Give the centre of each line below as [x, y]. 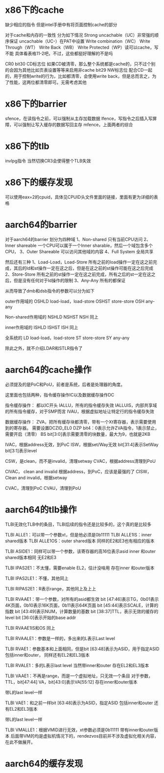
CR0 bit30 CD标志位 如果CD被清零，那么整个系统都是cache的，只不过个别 [80, 64]
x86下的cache [35, 10]
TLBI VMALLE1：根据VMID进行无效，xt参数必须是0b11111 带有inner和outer [80, 730]
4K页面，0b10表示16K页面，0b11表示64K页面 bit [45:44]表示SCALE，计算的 [82, 605]
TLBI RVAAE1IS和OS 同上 [30, 628]
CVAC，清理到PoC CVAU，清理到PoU [43, 488]
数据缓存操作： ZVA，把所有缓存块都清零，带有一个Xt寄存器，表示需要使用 [81, 422]
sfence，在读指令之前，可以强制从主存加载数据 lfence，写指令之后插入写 [79, 118]
